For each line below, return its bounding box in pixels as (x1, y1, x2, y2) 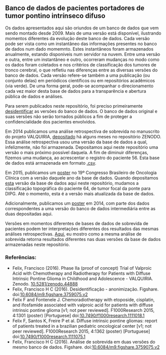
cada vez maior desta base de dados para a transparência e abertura (5, 88, 146, 94)
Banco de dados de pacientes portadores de (5, 4, 145, 12)
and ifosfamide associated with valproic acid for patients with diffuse (12, 302, 154, 308)
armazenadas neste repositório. (5, 241, 70, 247)
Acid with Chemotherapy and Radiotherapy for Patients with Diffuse (12, 270, 151, 277)
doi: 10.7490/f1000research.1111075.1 (12, 334, 86, 340)
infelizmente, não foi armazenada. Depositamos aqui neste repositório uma (5, 144, 159, 150)
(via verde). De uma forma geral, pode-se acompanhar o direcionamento (5, 83, 154, 89)
